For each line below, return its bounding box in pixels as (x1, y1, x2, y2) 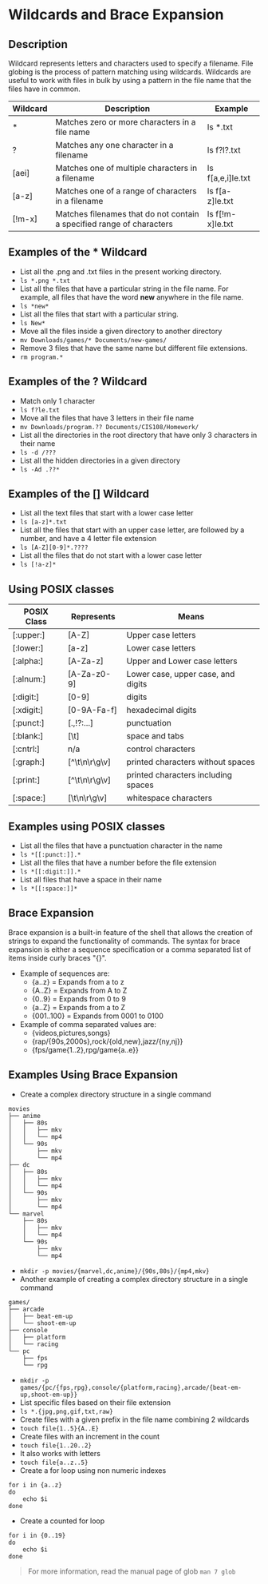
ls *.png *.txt (19, 277, 71, 285)
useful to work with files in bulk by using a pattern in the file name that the (8, 76, 252, 85)
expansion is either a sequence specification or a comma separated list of (8, 945, 251, 954)
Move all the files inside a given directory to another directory (19, 326, 223, 336)
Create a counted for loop (19, 1516, 105, 1526)
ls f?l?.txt (207, 145, 241, 155)
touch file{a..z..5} (19, 1459, 89, 1467)
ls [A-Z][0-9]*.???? (19, 543, 89, 552)
